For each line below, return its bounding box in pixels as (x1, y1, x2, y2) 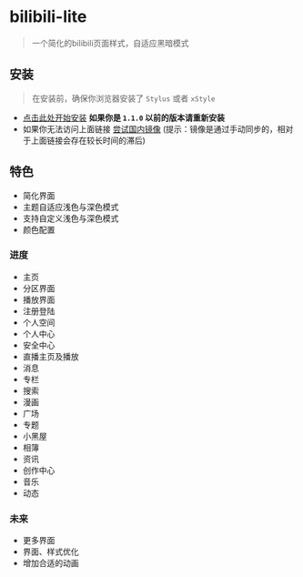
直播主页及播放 (22, 350, 79, 361)
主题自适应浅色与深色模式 (22, 201, 119, 212)
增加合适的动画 (22, 558, 79, 569)
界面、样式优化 (22, 546, 79, 557)
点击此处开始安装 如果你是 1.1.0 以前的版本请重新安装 (22, 112, 226, 123)
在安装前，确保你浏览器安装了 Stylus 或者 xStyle (31, 93, 216, 104)
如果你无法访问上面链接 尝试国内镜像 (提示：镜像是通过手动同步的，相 (22, 123, 286, 134)
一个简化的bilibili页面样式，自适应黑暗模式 (31, 37, 189, 48)
